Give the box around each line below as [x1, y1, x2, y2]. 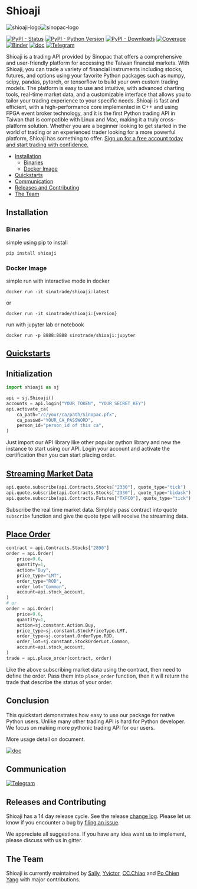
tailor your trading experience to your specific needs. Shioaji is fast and [6, 97, 180, 104]
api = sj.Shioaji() [6, 395, 54, 401]
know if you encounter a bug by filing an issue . [6, 819, 120, 826]
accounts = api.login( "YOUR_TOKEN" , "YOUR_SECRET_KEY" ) [6, 400, 146, 406]
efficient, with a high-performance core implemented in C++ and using [6, 103, 178, 110]
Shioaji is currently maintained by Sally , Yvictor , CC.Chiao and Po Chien [6, 869, 180, 877]
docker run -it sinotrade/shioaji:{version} [6, 310, 117, 316]
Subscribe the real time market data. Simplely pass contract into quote [6, 506, 178, 513]
